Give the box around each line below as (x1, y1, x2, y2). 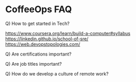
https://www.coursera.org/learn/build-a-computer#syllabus (5, 30, 131, 36)
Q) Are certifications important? (5, 51, 72, 57)
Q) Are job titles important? (5, 61, 62, 67)
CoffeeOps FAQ (5, 4, 72, 15)
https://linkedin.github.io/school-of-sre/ (5, 36, 89, 42)
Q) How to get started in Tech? (5, 20, 70, 26)
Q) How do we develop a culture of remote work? (5, 70, 108, 77)
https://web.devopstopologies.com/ (5, 41, 80, 47)
